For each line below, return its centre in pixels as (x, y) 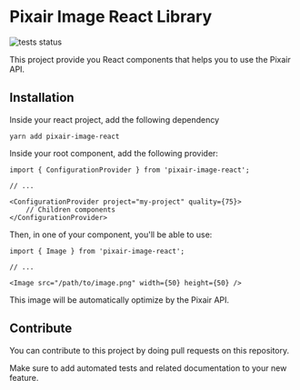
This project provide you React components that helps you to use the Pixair (150, 59)
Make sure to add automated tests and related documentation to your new (148, 368)
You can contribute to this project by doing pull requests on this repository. (150, 350)
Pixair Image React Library (111, 17)
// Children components (71, 210)
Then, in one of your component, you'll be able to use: (111, 235)
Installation (42, 98)
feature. (24, 377)
